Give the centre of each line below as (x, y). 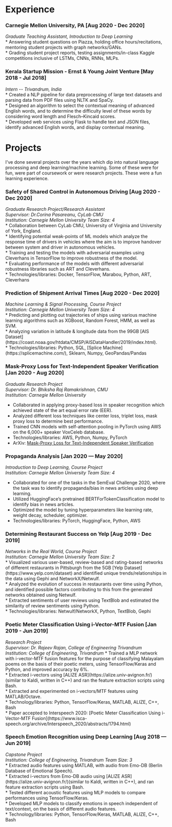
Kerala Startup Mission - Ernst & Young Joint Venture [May (80, 72)
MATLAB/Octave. (24, 697)
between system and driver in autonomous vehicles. (60, 247)
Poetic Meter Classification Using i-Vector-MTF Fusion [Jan (81, 624)
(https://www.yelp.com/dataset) (39, 573)
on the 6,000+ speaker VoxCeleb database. (59, 432)
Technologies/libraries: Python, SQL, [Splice (55, 348)
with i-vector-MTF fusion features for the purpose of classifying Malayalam (85, 658)
